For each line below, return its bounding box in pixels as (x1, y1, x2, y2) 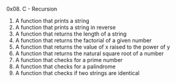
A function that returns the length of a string (15, 30, 127, 38)
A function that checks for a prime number (15, 57, 123, 63)
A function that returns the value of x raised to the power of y (15, 43, 170, 50)
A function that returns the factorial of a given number (15, 37, 152, 44)
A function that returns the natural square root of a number (15, 50, 164, 57)
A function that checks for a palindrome (15, 63, 116, 70)
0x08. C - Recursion (6, 6, 58, 12)
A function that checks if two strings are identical (15, 69, 140, 76)
